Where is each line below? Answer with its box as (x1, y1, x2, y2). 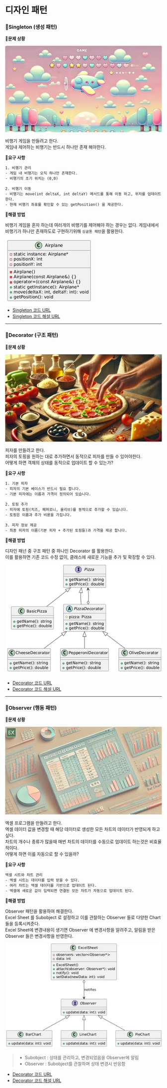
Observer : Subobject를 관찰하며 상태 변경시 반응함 (24, 1061, 126, 1067)
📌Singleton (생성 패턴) (5, 23, 57, 30)
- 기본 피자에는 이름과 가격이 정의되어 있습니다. (5, 492, 91, 497)
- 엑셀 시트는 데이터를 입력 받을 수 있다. (5, 878, 80, 883)
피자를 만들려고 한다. (5, 447, 45, 453)
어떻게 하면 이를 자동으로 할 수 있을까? (5, 851, 79, 857)
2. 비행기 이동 (5, 186, 31, 191)
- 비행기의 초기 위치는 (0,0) (5, 176, 59, 181)
